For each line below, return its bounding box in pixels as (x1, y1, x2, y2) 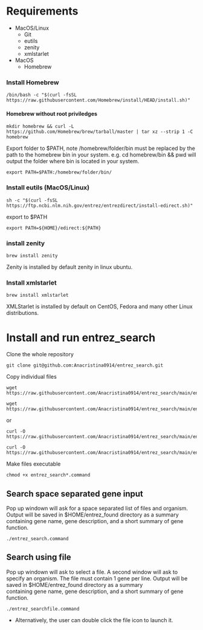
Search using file (6, 552, 71, 563)
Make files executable (6, 460, 61, 468)
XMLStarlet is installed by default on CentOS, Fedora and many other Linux (6, 303, 193, 310)
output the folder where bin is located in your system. (6, 158, 140, 165)
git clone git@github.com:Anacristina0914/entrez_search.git (6, 362, 164, 368)
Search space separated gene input (6, 489, 144, 499)
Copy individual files (6, 373, 57, 381)
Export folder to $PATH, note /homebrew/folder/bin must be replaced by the (6, 144, 195, 152)
